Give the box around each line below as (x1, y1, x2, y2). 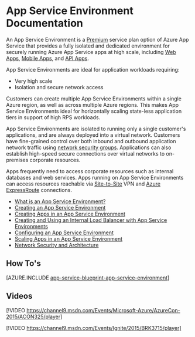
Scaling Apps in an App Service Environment (14, 235, 123, 242)
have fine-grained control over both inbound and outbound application (6, 137, 177, 144)
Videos (6, 291, 33, 301)
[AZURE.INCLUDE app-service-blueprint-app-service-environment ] (6, 274, 170, 281)
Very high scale (14, 77, 53, 85)
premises (6, 156, 29, 163)
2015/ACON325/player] (6, 313, 63, 320)
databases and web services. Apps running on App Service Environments (6, 174, 184, 181)
